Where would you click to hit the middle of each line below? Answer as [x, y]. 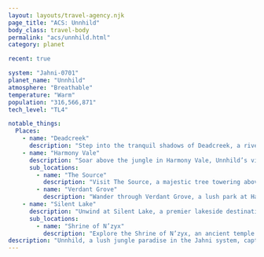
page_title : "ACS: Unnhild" [54, 23]
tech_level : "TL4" [38, 110]
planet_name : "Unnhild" [47, 80]
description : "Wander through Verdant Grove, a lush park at [145, 197]
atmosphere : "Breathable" [50, 87]
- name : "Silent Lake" [59, 204]
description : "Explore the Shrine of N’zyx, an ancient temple [149, 233]
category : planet [37, 45]
